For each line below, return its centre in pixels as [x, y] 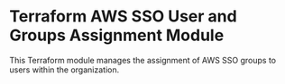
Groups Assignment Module [117, 35]
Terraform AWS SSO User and [123, 17]
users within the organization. [64, 70]
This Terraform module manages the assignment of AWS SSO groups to [143, 60]
